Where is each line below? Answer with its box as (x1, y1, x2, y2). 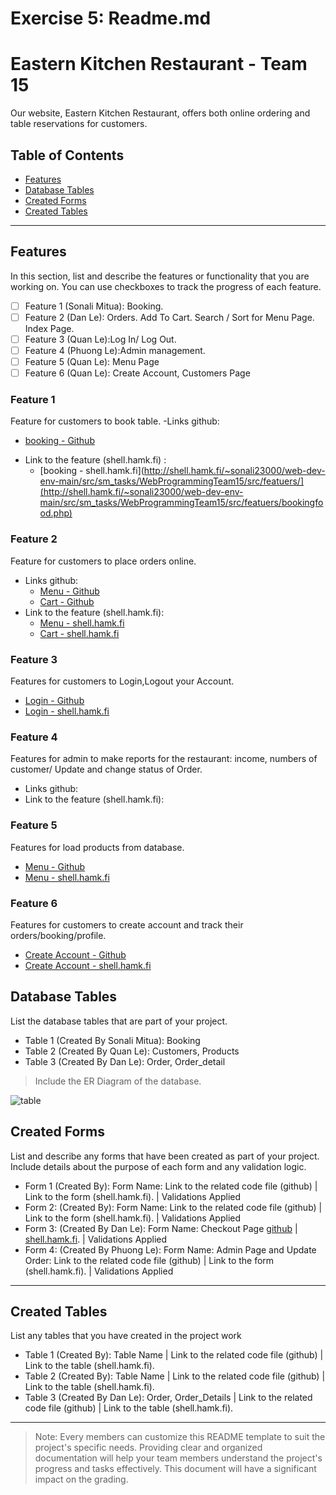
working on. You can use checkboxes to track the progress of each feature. (10, 280, 322, 292)
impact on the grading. (34, 1473, 129, 1486)
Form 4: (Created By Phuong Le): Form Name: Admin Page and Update (24, 1243, 317, 1256)
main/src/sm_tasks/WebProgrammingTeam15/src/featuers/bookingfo (39, 497, 324, 509)
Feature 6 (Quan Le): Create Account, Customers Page (24, 367, 251, 379)
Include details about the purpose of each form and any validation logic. (10, 1160, 307, 1172)
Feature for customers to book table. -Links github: (10, 415, 220, 427)
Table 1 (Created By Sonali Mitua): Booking (24, 1034, 201, 1046)
